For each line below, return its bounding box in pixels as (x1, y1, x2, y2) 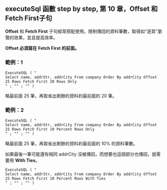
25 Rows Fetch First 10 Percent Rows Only (5, 127, 95, 132)
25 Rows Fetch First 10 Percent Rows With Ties (5, 176, 106, 181)
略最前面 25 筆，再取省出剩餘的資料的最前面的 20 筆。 (5, 93, 117, 99)
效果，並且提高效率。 (13, 34, 58, 40)
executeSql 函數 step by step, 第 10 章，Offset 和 (5, 4, 158, 13)
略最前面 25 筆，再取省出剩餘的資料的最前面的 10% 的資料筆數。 (5, 141, 138, 147)
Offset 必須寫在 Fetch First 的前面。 (5, 45, 80, 51)
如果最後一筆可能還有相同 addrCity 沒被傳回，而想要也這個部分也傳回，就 (5, 151, 157, 157)
